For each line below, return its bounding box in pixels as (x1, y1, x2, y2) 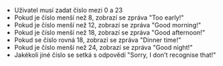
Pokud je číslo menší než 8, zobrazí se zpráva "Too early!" (13, 13, 184, 22)
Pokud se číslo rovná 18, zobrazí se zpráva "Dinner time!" (13, 36, 182, 44)
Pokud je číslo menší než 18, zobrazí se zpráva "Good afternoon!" (13, 28, 205, 37)
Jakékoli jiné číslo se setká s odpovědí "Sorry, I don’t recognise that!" (13, 51, 217, 59)
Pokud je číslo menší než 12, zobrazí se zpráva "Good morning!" (13, 21, 202, 29)
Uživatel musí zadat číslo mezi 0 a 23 (13, 6, 123, 14)
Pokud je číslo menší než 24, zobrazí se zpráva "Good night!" (13, 44, 193, 51)
